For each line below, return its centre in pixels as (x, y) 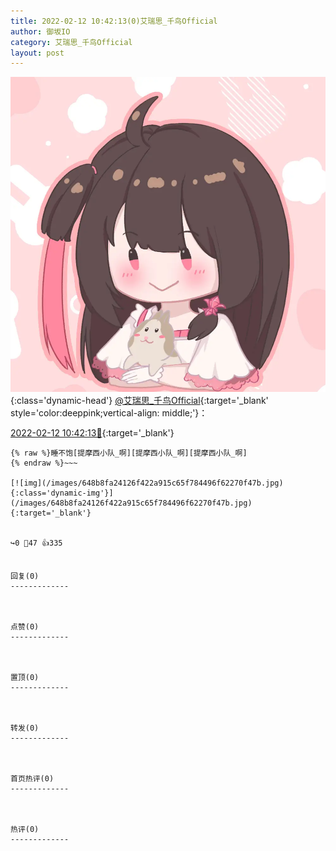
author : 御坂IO (40, 31)
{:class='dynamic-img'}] (62, 493)
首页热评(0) (32, 779)
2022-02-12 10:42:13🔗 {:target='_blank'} (92, 433)
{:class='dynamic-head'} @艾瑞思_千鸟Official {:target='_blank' (139, 401)
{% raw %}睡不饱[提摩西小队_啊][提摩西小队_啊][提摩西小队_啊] (129, 453)
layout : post (37, 53)
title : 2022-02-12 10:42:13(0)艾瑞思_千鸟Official (114, 21)
